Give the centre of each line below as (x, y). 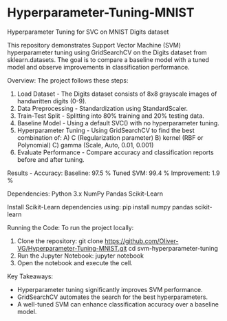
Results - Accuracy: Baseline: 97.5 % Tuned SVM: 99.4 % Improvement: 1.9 (113, 173)
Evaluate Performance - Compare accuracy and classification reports (116, 152)
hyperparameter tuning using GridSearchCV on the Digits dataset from (107, 52)
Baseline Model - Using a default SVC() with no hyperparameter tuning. (118, 123)
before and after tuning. (51, 159)
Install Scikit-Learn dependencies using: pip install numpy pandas (100, 207)
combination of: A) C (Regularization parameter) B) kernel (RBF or (110, 137)
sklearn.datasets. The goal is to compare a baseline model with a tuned (108, 59)
